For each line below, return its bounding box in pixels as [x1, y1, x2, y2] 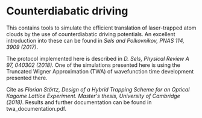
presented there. [6, 74, 48, 81]
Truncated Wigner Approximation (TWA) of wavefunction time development [6, 67, 194, 75]
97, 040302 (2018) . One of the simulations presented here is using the [6, 61, 181, 69]
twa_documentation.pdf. [6, 105, 67, 112]
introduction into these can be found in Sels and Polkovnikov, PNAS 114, [6, 37, 185, 44]
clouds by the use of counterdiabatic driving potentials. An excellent [6, 30, 176, 37]
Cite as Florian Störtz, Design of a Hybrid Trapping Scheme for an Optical [6, 85, 190, 93]
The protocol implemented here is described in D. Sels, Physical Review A [6, 55, 190, 62]
